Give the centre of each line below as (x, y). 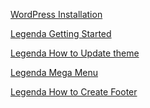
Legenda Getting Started (61, 33)
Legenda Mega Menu (54, 72)
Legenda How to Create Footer (74, 92)
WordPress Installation (56, 14)
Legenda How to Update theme (75, 53)
